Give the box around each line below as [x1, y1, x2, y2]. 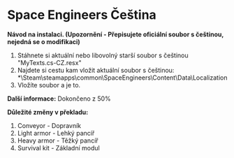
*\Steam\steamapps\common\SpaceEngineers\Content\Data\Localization [17, 73, 228, 82]
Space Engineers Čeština [7, 7, 157, 23]
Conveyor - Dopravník [17, 121, 82, 129]
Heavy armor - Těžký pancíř [17, 136, 99, 145]
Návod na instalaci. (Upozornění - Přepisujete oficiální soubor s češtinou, [7, 30, 224, 38]
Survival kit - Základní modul [17, 143, 100, 152]
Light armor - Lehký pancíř [17, 129, 95, 137]
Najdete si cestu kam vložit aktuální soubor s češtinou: [17, 66, 175, 74]
